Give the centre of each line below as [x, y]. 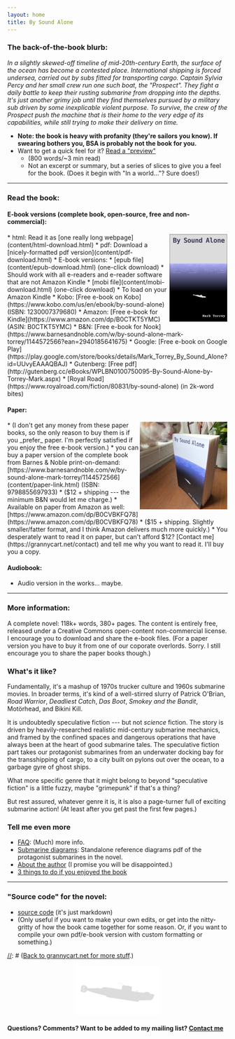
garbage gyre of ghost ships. [49, 767]
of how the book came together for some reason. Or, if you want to [131, 927]
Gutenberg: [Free [99, 363]
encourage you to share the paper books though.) [79, 653]
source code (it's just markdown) [65, 912]
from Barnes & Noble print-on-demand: [64, 463]
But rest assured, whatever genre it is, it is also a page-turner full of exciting [116, 801]
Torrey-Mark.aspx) [34, 379]
